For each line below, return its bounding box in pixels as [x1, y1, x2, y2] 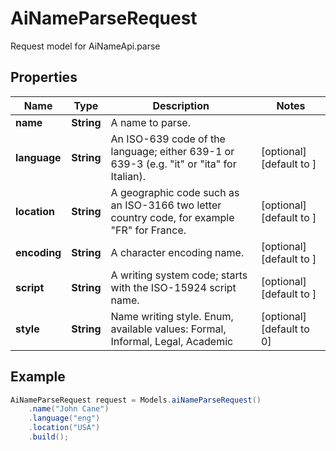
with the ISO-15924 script [110, 280, 237, 294]
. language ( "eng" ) [28, 413, 101, 424]
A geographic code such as [110, 185, 240, 199]
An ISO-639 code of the [110, 132, 226, 146]
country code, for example [110, 210, 235, 224]
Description [152, 98, 210, 112]
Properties [10, 69, 78, 86]
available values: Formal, [110, 322, 227, 336]
